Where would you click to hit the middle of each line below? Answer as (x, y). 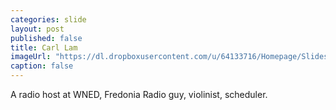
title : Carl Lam (44, 47)
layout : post (37, 29)
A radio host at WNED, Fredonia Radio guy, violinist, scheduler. (139, 94)
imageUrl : (31, 57)
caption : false (42, 66)
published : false (46, 38)
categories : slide (48, 19)
